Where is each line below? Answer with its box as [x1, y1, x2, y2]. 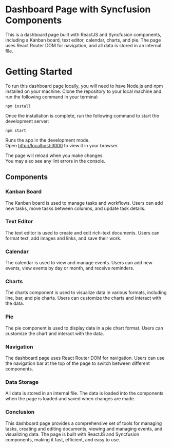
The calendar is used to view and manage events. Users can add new [5, 260, 152, 266]
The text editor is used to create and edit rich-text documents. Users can [5, 229, 160, 236]
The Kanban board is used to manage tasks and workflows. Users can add [5, 200, 163, 206]
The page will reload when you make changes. [5, 152, 104, 159]
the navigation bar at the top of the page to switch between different [5, 360, 150, 366]
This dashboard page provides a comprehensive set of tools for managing [5, 420, 162, 426]
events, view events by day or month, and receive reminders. [5, 265, 135, 271]
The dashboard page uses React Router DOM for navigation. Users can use [5, 355, 165, 361]
